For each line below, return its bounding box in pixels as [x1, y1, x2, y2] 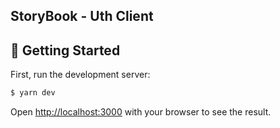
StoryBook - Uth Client [10, 8, 154, 25]
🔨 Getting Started [10, 42, 121, 59]
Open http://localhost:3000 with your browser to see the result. [10, 106, 272, 118]
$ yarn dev [10, 88, 56, 98]
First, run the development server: [10, 69, 151, 81]
